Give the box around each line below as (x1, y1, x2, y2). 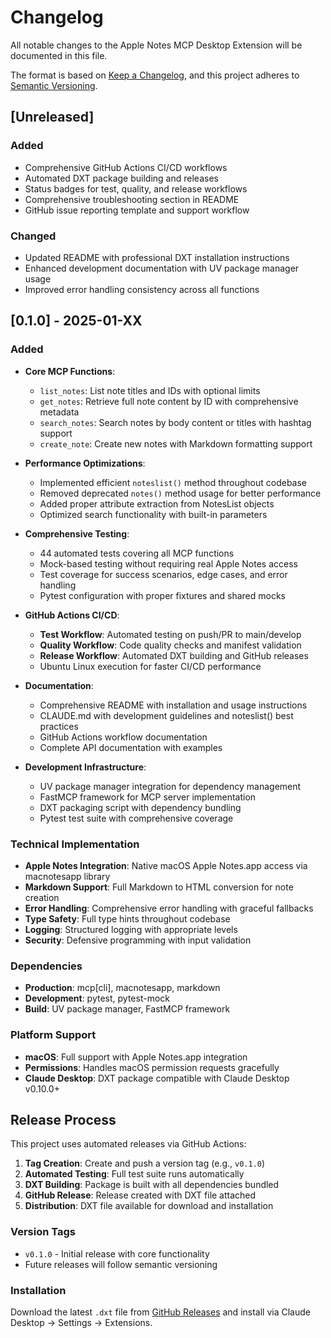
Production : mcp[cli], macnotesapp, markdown (24, 982, 221, 994)
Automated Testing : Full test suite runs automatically (24, 1168, 245, 1180)
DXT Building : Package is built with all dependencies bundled (24, 1179, 280, 1191)
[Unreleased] (10, 109, 95, 126)
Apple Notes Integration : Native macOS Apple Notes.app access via (24, 859, 308, 871)
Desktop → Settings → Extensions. (10, 1316, 153, 1328)
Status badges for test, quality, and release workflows (24, 182, 248, 195)
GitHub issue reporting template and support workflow (24, 204, 250, 216)
